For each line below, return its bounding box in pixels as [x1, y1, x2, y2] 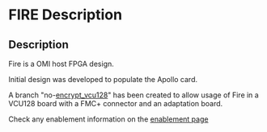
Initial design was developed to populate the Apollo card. [8, 75, 198, 84]
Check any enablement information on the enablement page [8, 114, 209, 124]
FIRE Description [8, 6, 123, 24]
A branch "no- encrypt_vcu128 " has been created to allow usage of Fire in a [8, 90, 259, 100]
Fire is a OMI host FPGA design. [8, 59, 115, 68]
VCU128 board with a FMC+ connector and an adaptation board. [8, 99, 223, 108]
